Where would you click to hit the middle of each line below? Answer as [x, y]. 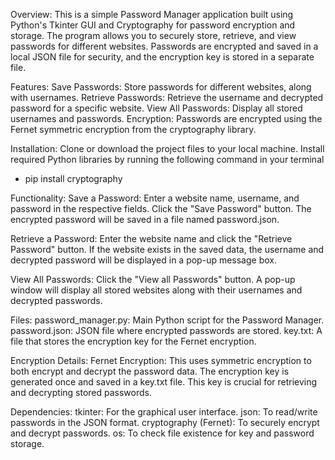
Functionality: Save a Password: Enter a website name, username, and [155, 198]
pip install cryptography [73, 178]
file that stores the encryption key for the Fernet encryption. [133, 341]
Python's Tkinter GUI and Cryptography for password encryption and [153, 25]
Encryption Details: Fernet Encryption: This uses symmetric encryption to [161, 360]
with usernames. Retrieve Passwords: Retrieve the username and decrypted [167, 97]
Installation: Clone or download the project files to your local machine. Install [167, 148]
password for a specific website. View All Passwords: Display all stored [156, 108]
